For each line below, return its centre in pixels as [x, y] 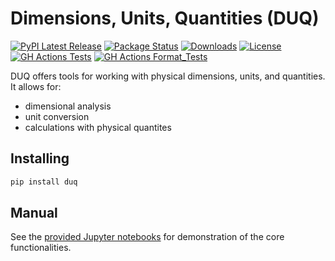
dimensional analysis [68, 106]
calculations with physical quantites [98, 127]
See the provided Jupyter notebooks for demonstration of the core [147, 237]
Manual [34, 213]
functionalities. [41, 248]
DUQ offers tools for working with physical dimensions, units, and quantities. [168, 76]
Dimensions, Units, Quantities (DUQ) [165, 18]
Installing [40, 158]
